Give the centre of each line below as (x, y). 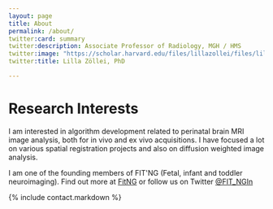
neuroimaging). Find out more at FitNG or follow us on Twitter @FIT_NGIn (131, 181)
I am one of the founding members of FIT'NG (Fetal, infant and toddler (126, 172)
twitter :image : (34, 54)
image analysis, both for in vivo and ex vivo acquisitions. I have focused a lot (136, 140)
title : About (30, 24)
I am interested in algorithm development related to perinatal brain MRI (126, 131)
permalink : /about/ (41, 31)
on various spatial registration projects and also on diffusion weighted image (136, 148)
